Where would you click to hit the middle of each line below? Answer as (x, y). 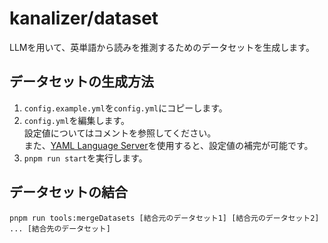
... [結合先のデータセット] (60, 228)
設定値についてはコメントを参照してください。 (120, 133)
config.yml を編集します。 (76, 120)
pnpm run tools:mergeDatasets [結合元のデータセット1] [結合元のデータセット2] (164, 218)
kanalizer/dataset (84, 18)
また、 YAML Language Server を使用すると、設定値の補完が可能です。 (168, 145)
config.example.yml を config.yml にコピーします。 (125, 108)
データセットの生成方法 (81, 82)
